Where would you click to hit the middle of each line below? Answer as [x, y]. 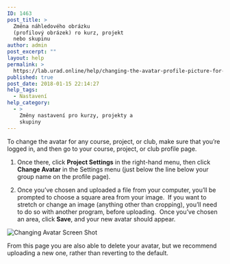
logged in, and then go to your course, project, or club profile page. [102, 149]
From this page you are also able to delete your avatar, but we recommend [112, 245]
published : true [30, 77]
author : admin [27, 45]
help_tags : [23, 90]
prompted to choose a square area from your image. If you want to [112, 197]
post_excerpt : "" [32, 52]
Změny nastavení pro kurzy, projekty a [76, 115]
